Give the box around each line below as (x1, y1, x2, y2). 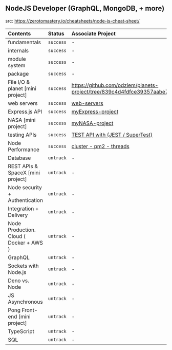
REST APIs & (8, 162, 38, 170)
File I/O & (8, 78, 30, 85)
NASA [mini (8, 116, 36, 123)
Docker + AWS (8, 239, 44, 246)
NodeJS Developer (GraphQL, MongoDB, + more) (5, 4, 165, 13)
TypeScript (8, 327, 34, 335)
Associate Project (71, 30, 116, 37)
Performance (8, 146, 39, 153)
